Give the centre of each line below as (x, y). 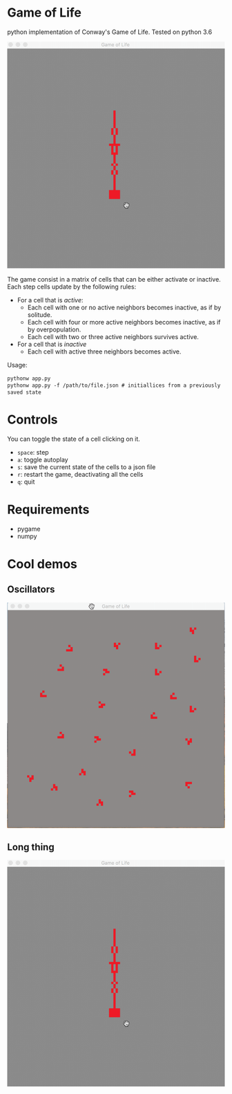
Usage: (17, 365)
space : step (33, 452)
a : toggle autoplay (42, 459)
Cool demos (42, 564)
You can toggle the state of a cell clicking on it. (74, 439)
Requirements (48, 510)
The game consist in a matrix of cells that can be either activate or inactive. (114, 279)
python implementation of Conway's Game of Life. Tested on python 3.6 (110, 32)
